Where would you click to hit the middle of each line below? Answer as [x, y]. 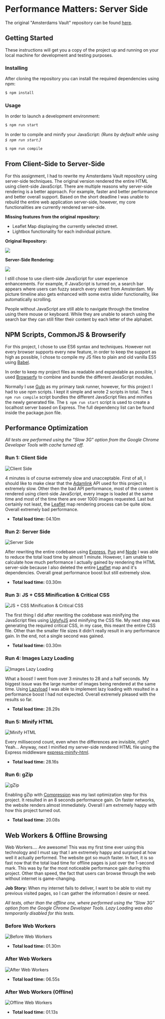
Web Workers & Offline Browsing [56, 835]
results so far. [19, 699]
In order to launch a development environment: [53, 116]
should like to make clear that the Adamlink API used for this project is [76, 483]
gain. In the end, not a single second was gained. [55, 636]
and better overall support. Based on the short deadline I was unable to [77, 197]
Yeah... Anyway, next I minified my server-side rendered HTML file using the [82, 747]
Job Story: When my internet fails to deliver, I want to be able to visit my [78, 888]
